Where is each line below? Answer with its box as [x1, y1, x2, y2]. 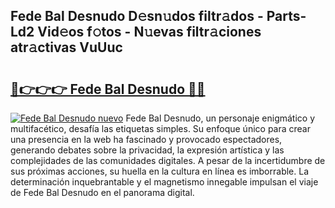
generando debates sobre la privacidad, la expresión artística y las [10, 144, 285, 156]
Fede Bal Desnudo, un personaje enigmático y [125, 112, 316, 124]
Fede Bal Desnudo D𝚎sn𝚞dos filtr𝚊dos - [10, 8, 264, 25]
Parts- [266, 8, 307, 25]
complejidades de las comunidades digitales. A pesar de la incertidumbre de [10, 155, 326, 166]
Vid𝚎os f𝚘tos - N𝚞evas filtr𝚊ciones [37, 24, 262, 41]
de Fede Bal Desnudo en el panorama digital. [10, 187, 195, 198]
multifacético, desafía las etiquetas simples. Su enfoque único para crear [10, 123, 311, 134]
